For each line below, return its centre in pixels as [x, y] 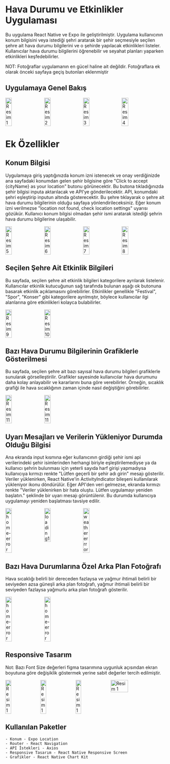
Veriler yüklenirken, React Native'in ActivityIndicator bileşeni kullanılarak [82, 479]
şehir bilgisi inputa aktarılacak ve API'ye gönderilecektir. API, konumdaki [82, 192]
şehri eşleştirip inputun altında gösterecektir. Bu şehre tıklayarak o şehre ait [85, 197]
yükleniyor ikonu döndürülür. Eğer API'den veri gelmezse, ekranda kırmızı [83, 485]
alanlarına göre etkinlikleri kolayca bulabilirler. [53, 302]
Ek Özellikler [33, 144]
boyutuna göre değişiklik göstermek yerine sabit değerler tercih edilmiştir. [83, 672]
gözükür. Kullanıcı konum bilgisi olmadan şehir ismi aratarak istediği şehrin [84, 213]
